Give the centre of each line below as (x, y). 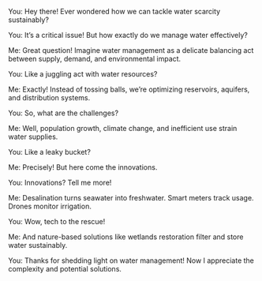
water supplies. (33, 137)
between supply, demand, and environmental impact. (95, 59)
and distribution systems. (49, 97)
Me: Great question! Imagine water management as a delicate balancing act (131, 50)
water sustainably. (38, 245)
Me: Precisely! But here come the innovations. (83, 167)
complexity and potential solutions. (65, 269)
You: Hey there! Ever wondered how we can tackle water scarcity (114, 11)
